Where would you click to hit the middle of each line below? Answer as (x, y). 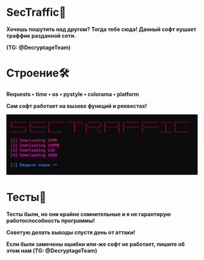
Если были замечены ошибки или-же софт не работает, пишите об (96, 244)
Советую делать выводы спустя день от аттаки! (71, 233)
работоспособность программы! (51, 221)
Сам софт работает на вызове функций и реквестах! (77, 106)
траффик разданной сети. (41, 35)
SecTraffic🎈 (36, 12)
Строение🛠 (38, 73)
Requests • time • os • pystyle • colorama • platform (73, 94)
